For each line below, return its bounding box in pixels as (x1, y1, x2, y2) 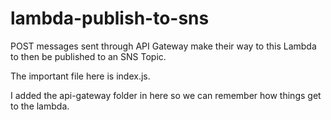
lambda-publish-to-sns (10, 7, 210, 30)
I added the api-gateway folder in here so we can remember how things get (10, 89, 322, 101)
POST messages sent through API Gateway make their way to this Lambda (10, 40, 317, 52)
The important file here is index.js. (10, 70, 151, 82)
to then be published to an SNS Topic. (10, 50, 167, 62)
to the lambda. (10, 100, 70, 112)
